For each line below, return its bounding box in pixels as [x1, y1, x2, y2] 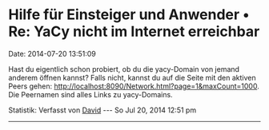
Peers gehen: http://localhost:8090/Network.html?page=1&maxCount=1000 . [8, 81, 260, 91]
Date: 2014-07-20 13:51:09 [8, 49, 96, 58]
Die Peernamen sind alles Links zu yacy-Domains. [8, 89, 174, 99]
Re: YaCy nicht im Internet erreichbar [8, 22, 260, 41]
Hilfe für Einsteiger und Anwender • [8, 6, 250, 24]
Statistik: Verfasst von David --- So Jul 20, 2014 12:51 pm [8, 105, 197, 115]
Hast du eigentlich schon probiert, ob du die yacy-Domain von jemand [8, 64, 240, 73]
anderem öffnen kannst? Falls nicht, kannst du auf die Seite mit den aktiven [8, 73, 256, 82]
